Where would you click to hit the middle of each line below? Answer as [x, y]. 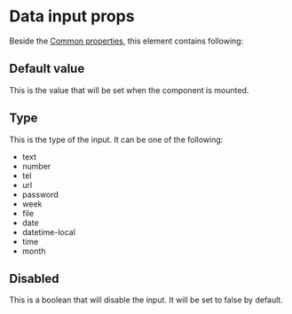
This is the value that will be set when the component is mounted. [129, 90]
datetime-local [48, 232]
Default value [47, 69]
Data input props [72, 16]
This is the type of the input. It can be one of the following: [116, 139]
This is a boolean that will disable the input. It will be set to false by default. [146, 300]
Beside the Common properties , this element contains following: [126, 41]
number [36, 166]
